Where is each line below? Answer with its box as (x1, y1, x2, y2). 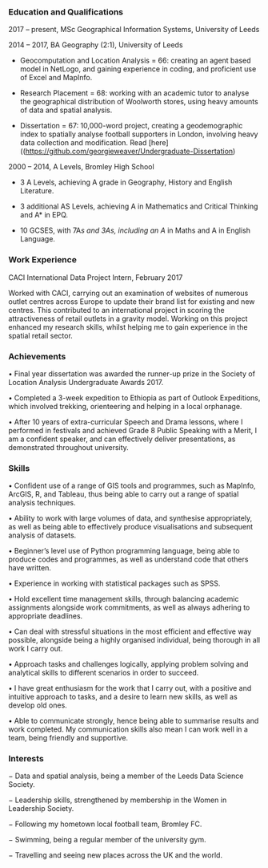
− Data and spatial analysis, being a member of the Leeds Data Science (8, 771, 244, 781)
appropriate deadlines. (8, 611, 83, 621)
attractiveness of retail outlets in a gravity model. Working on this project (8, 314, 248, 323)
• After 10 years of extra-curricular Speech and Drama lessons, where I (8, 416, 243, 427)
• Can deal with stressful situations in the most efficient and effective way (8, 627, 252, 636)
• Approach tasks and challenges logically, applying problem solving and (8, 659, 249, 669)
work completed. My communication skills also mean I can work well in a (8, 724, 248, 734)
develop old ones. (8, 700, 68, 710)
